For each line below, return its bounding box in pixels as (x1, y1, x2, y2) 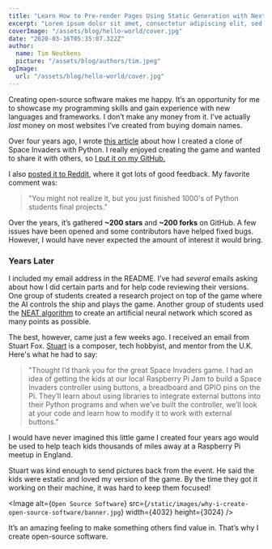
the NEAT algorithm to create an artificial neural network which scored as (8, 307, 253, 317)
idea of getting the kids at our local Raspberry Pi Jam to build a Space (28, 374, 261, 384)
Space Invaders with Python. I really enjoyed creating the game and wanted (8, 144, 261, 154)
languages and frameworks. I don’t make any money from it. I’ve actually (8, 111, 251, 122)
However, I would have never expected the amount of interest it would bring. (8, 234, 263, 244)
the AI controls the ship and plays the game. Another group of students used (8, 299, 264, 309)
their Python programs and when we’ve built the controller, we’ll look (28, 399, 257, 410)
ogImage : (8, 65, 38, 73)
